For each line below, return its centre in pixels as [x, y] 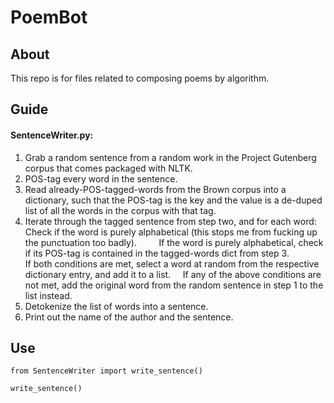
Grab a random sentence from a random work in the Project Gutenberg [170, 157]
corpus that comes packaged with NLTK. [108, 168]
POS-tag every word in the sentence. [101, 178]
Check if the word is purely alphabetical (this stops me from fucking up [171, 232]
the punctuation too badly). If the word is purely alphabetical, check [174, 242]
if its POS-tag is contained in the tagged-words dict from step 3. [157, 253]
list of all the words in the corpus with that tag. [120, 210]
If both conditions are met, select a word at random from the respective [172, 263]
